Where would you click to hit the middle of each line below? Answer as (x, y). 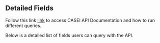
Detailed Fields (29, 8)
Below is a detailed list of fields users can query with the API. (69, 35)
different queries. (23, 25)
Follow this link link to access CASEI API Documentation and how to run (80, 20)
